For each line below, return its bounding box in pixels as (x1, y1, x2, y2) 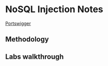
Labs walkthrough (5, 52, 64, 61)
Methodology (5, 35, 49, 44)
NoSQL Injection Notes (5, 4, 103, 15)
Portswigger (5, 20, 32, 26)
